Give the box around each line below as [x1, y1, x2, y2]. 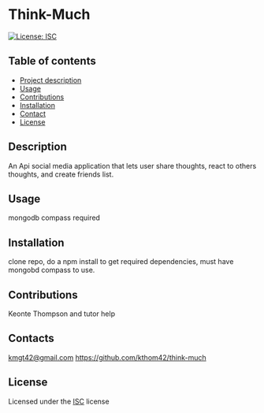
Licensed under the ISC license [8, 396, 110, 406]
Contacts [8, 332, 55, 345]
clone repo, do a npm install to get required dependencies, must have [8, 257, 234, 266]
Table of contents [8, 54, 96, 68]
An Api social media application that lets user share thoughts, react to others [8, 161, 257, 170]
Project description [19, 75, 82, 84]
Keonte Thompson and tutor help [8, 309, 116, 318]
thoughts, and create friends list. [8, 169, 114, 179]
